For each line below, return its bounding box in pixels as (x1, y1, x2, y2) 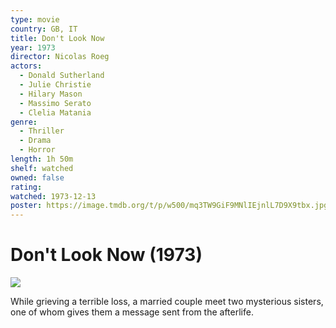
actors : (10, 61, 43, 71)
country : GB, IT (10, 24, 78, 34)
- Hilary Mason (19, 89, 83, 99)
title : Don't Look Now (10, 33, 105, 43)
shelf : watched (10, 163, 74, 173)
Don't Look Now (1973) (10, 244, 203, 266)
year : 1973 (10, 42, 56, 53)
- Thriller (19, 126, 65, 136)
